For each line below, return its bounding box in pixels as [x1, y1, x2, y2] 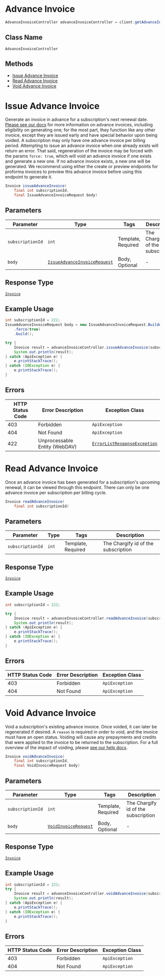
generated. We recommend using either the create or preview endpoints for [5, 164, 158, 170]
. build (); [14, 332, 34, 337]
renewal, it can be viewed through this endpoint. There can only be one [5, 484, 150, 490]
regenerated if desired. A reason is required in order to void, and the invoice [5, 729, 158, 735]
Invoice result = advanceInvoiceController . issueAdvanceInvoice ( [14, 345, 151, 350]
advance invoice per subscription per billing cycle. [5, 489, 107, 495]
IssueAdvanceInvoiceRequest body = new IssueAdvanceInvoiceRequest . [5, 322, 148, 327]
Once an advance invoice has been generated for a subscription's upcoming [5, 479, 160, 485]
